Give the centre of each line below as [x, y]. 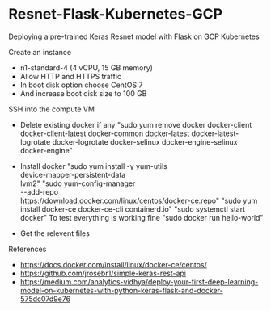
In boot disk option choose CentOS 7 [81, 85]
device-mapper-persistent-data [73, 174]
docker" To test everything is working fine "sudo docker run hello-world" [142, 217]
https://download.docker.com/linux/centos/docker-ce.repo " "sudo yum [139, 200]
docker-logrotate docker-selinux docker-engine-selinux [145, 141]
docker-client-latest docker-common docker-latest [105, 133]
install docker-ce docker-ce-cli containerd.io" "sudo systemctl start [132, 209]
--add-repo [39, 191]
